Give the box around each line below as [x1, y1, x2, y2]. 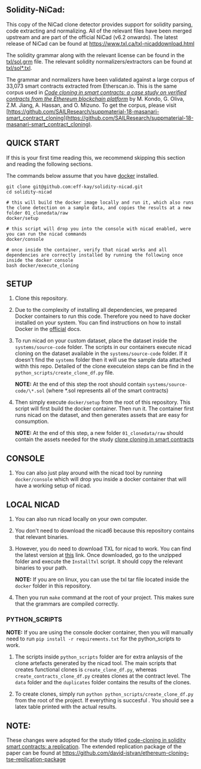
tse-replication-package [6, 756, 66, 763]
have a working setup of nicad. [14, 482, 92, 489]
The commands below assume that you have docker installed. [6, 172, 159, 179]
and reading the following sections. [6, 160, 93, 168]
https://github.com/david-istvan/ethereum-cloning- [62, 749, 190, 756]
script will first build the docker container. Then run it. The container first [14, 405, 194, 412]
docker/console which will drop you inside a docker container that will [14, 476, 187, 483]
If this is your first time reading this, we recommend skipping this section [6, 154, 185, 161]
